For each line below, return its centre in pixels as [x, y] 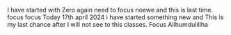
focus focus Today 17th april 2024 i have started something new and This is [115, 17]
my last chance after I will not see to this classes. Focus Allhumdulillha [108, 24]
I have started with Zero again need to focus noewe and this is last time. [110, 10]
